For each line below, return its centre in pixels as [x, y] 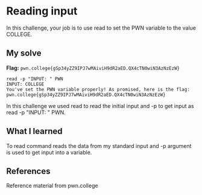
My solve [24, 53]
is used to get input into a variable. [49, 152]
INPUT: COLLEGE [25, 84]
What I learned [34, 131]
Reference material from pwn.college [52, 186]
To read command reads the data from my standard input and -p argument [99, 145]
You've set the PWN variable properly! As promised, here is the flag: [98, 89]
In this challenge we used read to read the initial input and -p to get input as [100, 106]
